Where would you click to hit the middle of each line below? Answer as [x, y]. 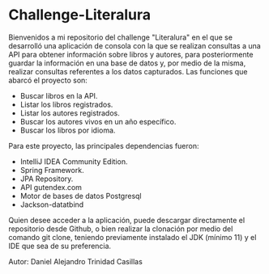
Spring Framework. [52, 170]
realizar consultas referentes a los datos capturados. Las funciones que [128, 71]
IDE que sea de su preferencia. [60, 246]
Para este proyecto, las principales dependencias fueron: [104, 145]
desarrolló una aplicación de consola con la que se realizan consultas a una [134, 45]
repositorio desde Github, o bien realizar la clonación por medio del [121, 229]
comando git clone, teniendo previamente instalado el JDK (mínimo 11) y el [132, 237]
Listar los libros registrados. [66, 104]
